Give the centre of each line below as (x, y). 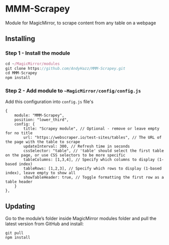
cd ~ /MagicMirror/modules (32, 64)
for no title (19, 133)
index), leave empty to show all (40, 173)
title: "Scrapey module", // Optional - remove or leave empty (91, 129)
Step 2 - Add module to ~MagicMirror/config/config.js (73, 91)
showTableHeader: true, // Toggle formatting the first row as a (94, 178)
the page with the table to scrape (43, 142)
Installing (20, 39)
